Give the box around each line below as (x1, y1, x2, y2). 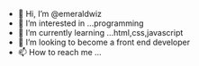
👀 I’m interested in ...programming (17, 18, 144, 29)
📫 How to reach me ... (17, 47, 102, 57)
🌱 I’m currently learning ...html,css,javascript (17, 28, 184, 37)
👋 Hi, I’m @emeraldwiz (17, 9, 102, 19)
